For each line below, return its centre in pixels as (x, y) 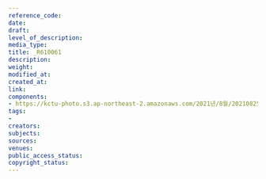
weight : (21, 67)
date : (17, 23)
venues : (21, 148)
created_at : (28, 82)
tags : (17, 112)
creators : (25, 126)
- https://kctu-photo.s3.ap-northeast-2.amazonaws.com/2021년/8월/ (120, 104)
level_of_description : (46, 38)
